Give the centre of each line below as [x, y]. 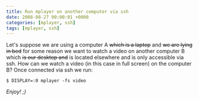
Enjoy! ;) [16, 92]
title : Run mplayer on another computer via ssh [67, 12]
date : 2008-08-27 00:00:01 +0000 [48, 17]
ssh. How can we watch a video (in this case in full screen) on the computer [99, 64]
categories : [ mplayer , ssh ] [41, 22]
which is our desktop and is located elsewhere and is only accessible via [95, 57]
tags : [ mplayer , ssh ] [33, 28]
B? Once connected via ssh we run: [50, 70]
